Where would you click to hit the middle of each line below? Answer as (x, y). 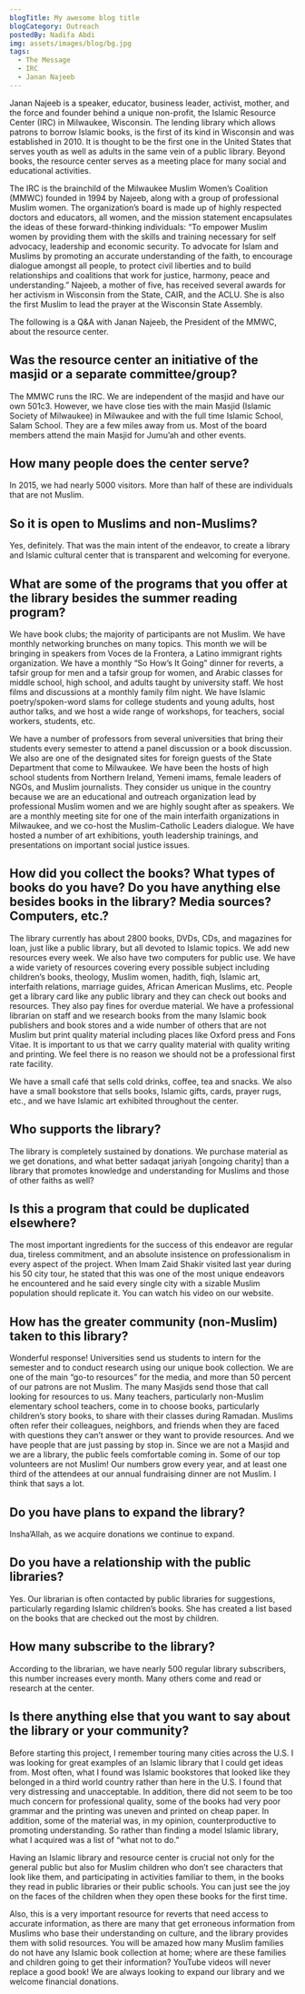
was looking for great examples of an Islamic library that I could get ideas (147, 1762)
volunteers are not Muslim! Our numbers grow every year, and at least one (148, 1465)
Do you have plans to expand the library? (127, 1512)
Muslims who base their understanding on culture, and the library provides (149, 1933)
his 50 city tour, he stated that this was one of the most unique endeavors (147, 1274)
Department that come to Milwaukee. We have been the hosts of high (139, 768)
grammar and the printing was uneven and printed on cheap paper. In (139, 1810)
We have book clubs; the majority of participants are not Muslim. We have (148, 634)
